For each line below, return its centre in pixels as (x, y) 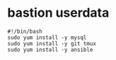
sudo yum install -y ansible (50, 50)
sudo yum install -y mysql (47, 37)
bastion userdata (58, 13)
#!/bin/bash (25, 31)
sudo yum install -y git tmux (52, 43)
